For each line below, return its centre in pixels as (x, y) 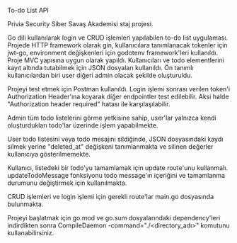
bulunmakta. (25, 204)
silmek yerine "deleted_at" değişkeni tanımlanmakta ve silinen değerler (110, 147)
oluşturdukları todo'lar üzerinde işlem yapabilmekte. (83, 125)
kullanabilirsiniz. (31, 233)
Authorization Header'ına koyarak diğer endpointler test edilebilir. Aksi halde (118, 96)
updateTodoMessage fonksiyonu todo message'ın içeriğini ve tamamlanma (116, 175)
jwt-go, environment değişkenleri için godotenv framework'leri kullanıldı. (112, 53)
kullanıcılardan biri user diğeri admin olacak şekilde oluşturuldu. (100, 75)
